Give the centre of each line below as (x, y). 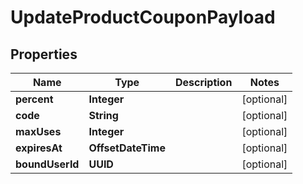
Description (203, 82)
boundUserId (47, 164)
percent (34, 99)
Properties (44, 54)
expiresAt (39, 148)
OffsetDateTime (127, 148)
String (103, 115)
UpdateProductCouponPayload (143, 17)
